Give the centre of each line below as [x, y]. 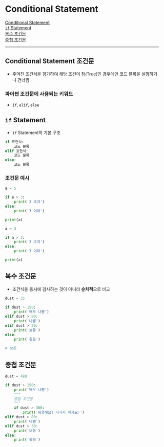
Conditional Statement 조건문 [50, 61]
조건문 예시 [17, 178]
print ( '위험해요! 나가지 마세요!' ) [53, 413]
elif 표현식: [17, 151]
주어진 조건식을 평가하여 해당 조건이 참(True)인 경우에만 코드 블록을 [76, 74]
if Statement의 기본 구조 [36, 133]
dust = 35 [15, 298]
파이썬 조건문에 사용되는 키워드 [39, 94]
